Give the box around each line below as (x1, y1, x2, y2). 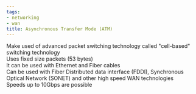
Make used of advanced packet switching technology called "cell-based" (6, 42, 191, 50)
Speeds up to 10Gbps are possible (6, 81, 93, 89)
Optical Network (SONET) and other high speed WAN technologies (6, 75, 174, 82)
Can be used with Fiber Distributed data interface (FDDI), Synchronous (6, 68, 184, 76)
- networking (6, 15, 40, 21)
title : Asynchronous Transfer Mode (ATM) (6, 25, 113, 32)
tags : (6, 8, 20, 15)
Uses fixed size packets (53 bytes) (6, 55, 93, 62)
